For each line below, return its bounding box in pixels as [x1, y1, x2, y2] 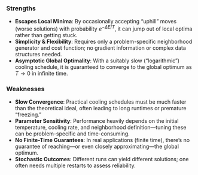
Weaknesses [6, 85, 45, 93]
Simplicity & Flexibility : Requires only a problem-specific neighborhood [14, 38, 193, 45]
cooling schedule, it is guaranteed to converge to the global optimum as [14, 63, 193, 70]
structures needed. [14, 50, 62, 58]
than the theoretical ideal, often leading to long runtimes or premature [14, 105, 187, 112]
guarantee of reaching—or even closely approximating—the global [14, 143, 179, 150]
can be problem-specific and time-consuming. [14, 130, 130, 137]
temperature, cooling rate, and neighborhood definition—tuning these [14, 124, 187, 131]
